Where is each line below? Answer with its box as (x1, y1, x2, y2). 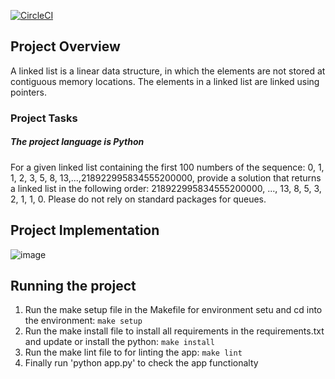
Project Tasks (10, 111, 78, 125)
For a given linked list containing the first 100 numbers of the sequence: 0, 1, (10, 161, 325, 173)
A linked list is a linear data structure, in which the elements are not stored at (10, 65, 326, 77)
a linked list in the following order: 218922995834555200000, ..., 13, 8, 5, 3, (10, 182, 322, 194)
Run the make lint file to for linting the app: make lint (24, 346, 243, 359)
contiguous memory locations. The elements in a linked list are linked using (10, 75, 320, 87)
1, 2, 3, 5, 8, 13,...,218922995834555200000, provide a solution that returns (10, 171, 322, 184)
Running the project (10, 277, 137, 294)
